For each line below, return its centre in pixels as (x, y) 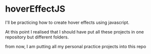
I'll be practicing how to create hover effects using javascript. (67, 22)
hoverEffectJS (35, 9)
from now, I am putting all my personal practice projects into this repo (76, 46)
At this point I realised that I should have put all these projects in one (75, 32)
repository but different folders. (37, 37)
